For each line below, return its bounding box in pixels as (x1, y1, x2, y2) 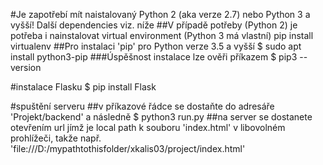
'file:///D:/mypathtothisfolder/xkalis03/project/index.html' (10, 143, 246, 154)
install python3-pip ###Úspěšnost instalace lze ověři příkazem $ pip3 (10, 51, 298, 63)
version (10, 62, 42, 73)
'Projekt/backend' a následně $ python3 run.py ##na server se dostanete (10, 111, 313, 123)
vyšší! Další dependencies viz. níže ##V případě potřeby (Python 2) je (10, 19, 298, 31)
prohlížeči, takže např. (10, 132, 102, 144)
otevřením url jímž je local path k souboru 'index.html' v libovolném (10, 122, 286, 133)
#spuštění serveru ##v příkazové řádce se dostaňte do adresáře (10, 100, 275, 112)
